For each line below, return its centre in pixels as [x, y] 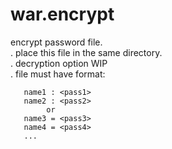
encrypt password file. [56, 42]
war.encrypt [62, 14]
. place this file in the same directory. [86, 52]
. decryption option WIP [59, 63]
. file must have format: [58, 74]
